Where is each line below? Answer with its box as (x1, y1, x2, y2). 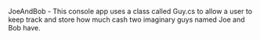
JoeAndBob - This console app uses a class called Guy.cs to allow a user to (8, 7, 253, 16)
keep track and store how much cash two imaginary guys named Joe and (8, 15, 245, 24)
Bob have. (8, 23, 41, 32)
